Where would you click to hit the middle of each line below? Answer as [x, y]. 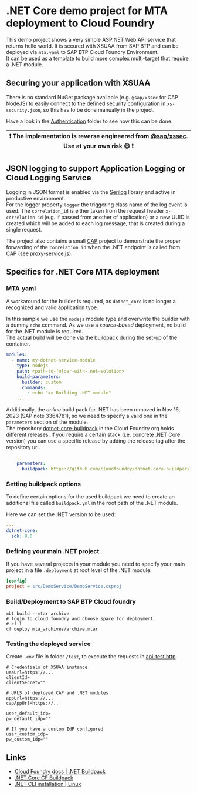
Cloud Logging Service [49, 178]
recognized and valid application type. [52, 307]
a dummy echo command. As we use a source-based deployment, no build [96, 325]
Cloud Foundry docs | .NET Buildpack [60, 772]
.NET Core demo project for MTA [87, 11]
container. [18, 344]
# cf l [14, 624]
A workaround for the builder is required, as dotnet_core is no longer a [91, 302]
